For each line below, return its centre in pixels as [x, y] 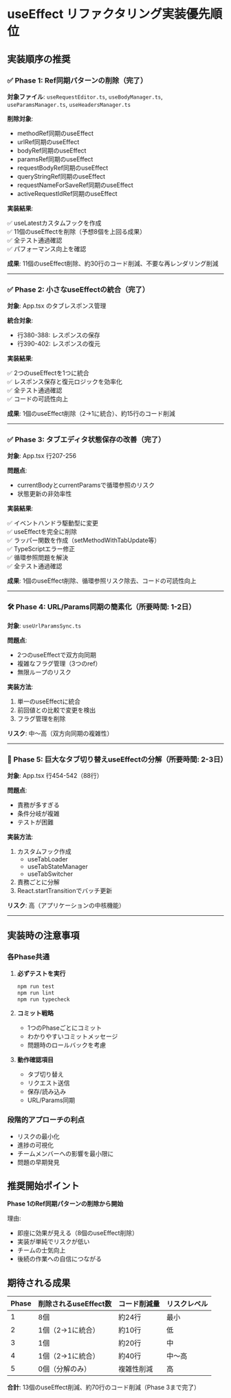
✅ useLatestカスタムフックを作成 [54, 223]
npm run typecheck [43, 999]
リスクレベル [187, 1304]
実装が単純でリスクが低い [53, 1241]
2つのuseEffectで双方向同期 [56, 655]
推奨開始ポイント [43, 1186]
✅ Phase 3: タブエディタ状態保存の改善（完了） [86, 440]
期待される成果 [39, 1282]
